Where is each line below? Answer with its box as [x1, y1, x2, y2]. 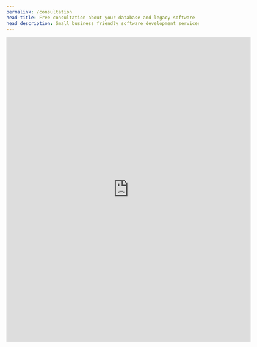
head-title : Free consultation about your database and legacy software [6, 15, 195, 21]
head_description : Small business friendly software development [6, 20, 176, 26]
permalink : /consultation [6, 9, 72, 15]
